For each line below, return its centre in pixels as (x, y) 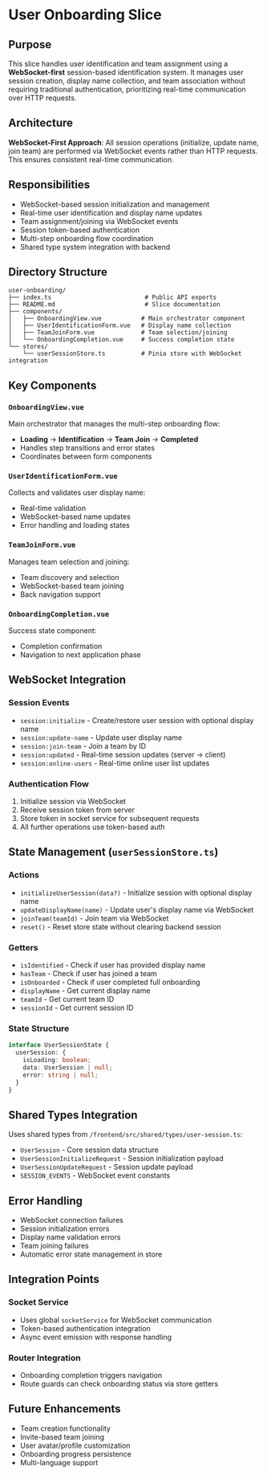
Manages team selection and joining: (69, 562)
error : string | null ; (61, 1075)
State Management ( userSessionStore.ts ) (113, 852)
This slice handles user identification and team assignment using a (118, 63)
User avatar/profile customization (75, 1445)
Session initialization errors (65, 1229)
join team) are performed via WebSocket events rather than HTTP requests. (133, 151)
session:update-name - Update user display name (101, 737)
